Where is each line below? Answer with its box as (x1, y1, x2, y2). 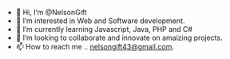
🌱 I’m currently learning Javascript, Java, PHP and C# (15, 25, 193, 33)
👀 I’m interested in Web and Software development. (15, 16, 185, 26)
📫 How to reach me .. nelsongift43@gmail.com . (15, 42, 174, 51)
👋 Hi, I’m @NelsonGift (15, 8, 87, 17)
